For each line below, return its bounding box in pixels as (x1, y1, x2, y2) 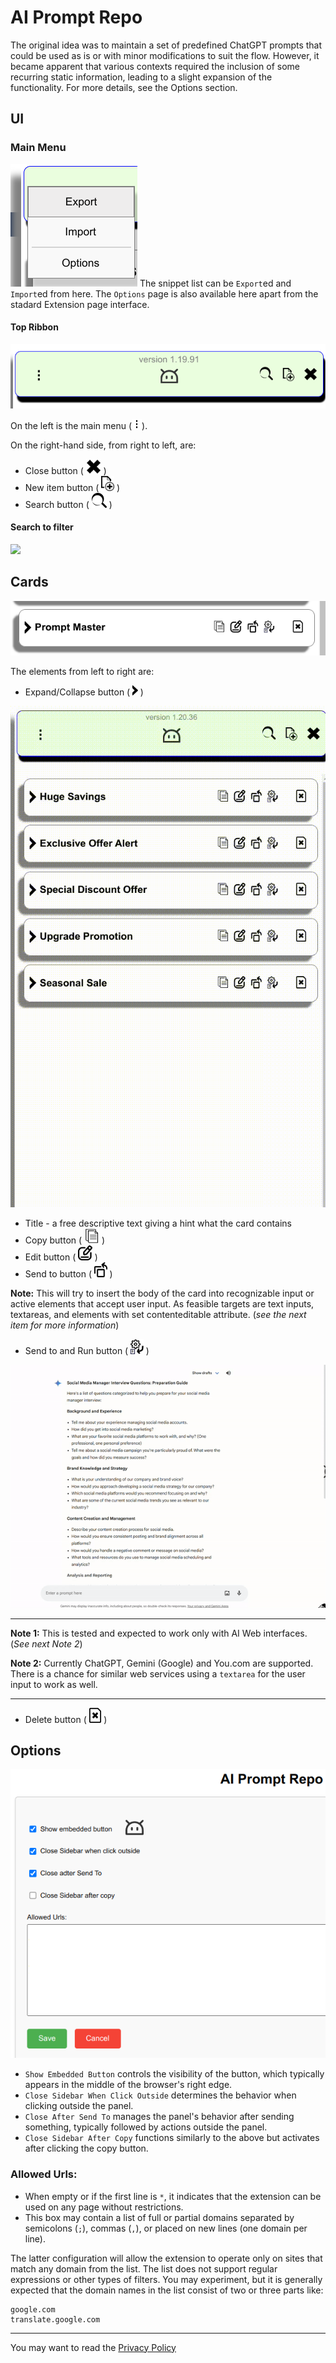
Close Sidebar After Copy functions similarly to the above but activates (24, 2132, 320, 2144)
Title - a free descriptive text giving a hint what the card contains (24, 1217, 292, 1230)
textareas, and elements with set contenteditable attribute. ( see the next (10, 1309, 307, 1321)
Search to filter (10, 521, 74, 533)
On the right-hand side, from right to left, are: (10, 439, 197, 451)
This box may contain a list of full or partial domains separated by (24, 2211, 295, 2223)
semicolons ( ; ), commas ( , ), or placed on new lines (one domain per (24, 2222, 308, 2234)
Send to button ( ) (24, 1268, 113, 1280)
